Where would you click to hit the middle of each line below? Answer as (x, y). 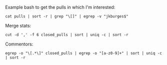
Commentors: (19, 44)
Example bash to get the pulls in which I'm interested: (60, 7)
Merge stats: (18, 25)
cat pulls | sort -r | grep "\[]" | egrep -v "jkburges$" (67, 16)
